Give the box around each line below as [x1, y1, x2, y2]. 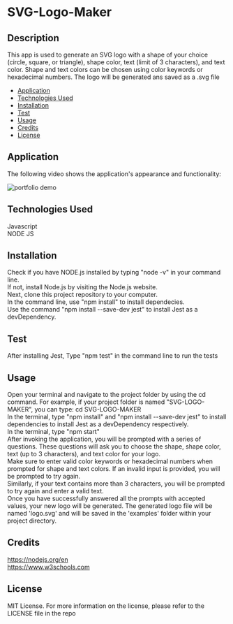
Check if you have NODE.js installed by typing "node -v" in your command [7, 268, 221, 277]
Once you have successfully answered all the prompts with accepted [7, 494, 206, 503]
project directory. [7, 516, 57, 525]
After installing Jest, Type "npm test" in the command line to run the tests [7, 351, 218, 360]
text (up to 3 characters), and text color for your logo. [7, 450, 160, 458]
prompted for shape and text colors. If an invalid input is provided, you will [7, 465, 220, 473]
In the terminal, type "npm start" [7, 428, 100, 436]
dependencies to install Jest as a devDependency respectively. [7, 420, 189, 428]
